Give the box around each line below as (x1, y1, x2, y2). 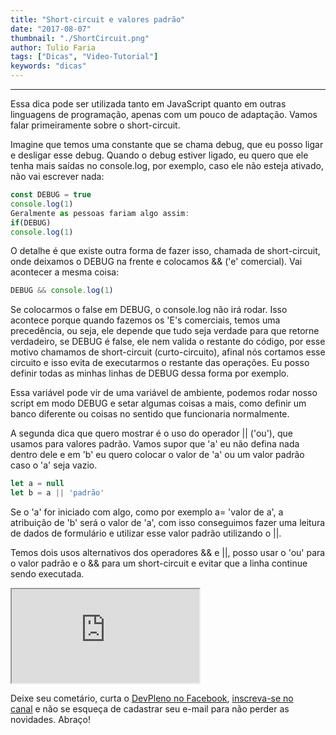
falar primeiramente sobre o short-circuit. (10, 119, 181, 131)
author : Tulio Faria (10, 42, 97, 53)
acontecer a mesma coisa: (10, 266, 120, 278)
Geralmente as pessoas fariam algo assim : (10, 208, 190, 218)
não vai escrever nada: (10, 171, 105, 182)
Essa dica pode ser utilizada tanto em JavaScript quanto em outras (10, 98, 287, 110)
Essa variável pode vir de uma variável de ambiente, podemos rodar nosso (10, 387, 318, 399)
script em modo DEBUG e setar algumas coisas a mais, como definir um (10, 397, 307, 410)
